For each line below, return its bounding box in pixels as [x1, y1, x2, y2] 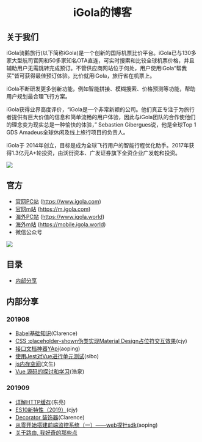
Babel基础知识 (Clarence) [15, 330, 78, 337]
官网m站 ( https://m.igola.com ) [15, 205, 91, 213]
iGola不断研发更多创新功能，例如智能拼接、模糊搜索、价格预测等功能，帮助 [6, 85, 196, 92]
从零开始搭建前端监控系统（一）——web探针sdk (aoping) [15, 421, 158, 429]
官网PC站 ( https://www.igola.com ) [15, 197, 102, 205]
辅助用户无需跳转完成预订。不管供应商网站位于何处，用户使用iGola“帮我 [6, 65, 187, 72]
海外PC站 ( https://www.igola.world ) [15, 213, 105, 220]
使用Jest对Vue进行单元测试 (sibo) [15, 353, 99, 360]
